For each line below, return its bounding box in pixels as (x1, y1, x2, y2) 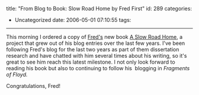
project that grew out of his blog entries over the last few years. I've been (6, 40, 185, 47)
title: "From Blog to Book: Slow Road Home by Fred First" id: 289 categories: (6, 5, 192, 12)
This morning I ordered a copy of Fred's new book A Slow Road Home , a (6, 34, 183, 40)
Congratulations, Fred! (6, 83, 61, 89)
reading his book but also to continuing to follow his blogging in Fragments (6, 65, 190, 71)
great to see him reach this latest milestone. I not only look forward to (6, 58, 176, 65)
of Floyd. (6, 71, 28, 78)
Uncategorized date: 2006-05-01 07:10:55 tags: (14, 17, 131, 23)
